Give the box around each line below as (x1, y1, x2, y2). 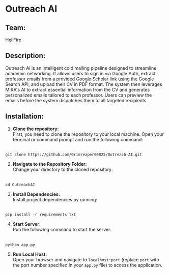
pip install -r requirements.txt (5, 212, 76, 218)
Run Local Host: (12, 251, 47, 257)
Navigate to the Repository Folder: (12, 161, 87, 167)
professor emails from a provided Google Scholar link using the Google (5, 76, 154, 82)
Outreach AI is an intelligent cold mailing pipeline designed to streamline (5, 65, 157, 71)
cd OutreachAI (5, 182, 36, 187)
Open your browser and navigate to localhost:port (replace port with (12, 257, 159, 263)
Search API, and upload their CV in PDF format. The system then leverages (5, 81, 162, 87)
